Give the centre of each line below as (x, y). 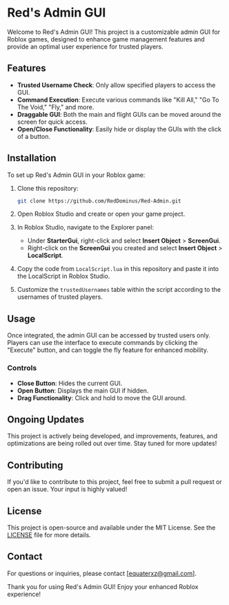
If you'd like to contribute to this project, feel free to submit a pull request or (114, 482)
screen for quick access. (52, 122)
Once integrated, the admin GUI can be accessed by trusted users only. (109, 335)
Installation (32, 158)
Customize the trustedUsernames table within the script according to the (119, 290)
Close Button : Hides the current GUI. (70, 383)
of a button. (33, 136)
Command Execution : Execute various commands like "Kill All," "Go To (118, 100)
